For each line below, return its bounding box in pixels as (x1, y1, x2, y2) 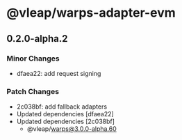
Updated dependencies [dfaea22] (16, 110, 114, 118)
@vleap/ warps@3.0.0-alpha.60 (26, 125, 117, 133)
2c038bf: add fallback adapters (16, 102, 108, 111)
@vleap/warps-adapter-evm (6, 5, 176, 21)
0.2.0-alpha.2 (6, 33, 68, 45)
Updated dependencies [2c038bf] (16, 117, 115, 126)
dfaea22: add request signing (16, 69, 101, 77)
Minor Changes (6, 54, 60, 63)
